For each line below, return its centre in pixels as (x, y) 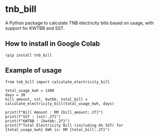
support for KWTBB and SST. (35, 28)
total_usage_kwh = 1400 (30, 90)
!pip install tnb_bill (29, 55)
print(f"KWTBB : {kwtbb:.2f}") (38, 121)
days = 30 (15, 95)
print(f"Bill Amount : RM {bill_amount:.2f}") (54, 112)
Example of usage (34, 70)
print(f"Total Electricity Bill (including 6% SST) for (64, 125)
